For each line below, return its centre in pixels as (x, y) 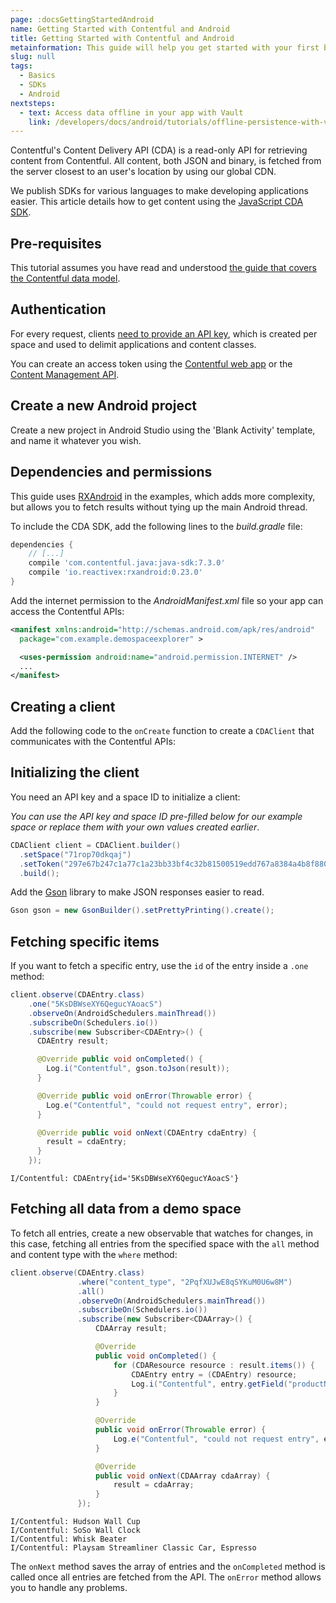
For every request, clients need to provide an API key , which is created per (164, 333)
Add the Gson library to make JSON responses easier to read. (137, 892)
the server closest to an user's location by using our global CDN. (143, 172)
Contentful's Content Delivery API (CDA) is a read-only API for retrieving (159, 150)
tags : (21, 66)
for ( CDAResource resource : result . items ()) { (214, 1365)
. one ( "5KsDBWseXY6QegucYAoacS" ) (95, 1004)
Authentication (58, 309)
